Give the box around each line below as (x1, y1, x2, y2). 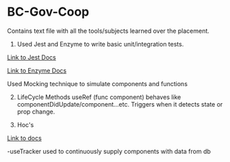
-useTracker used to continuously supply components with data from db (7, 147, 211, 155)
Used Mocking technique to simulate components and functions (7, 79, 188, 87)
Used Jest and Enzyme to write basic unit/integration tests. (16, 40, 184, 48)
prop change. (16, 107, 55, 116)
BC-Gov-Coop (7, 4, 90, 20)
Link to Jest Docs (7, 53, 56, 62)
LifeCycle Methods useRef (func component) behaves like (16, 93, 181, 101)
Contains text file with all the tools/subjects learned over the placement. (7, 27, 210, 35)
